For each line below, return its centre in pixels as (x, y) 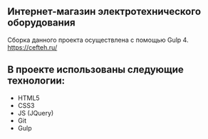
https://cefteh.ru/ (32, 47)
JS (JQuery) (36, 113)
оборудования (42, 23)
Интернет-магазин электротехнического (104, 12)
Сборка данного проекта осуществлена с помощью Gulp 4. (98, 40)
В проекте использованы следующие (95, 70)
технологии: (36, 81)
